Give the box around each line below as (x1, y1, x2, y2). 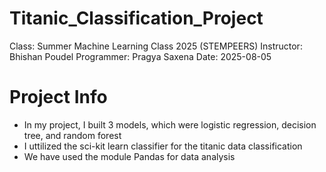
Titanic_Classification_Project (9, 7, 264, 30)
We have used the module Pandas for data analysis (23, 150, 236, 162)
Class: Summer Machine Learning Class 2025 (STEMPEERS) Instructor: (9, 40, 303, 52)
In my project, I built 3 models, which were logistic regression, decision (23, 118, 317, 131)
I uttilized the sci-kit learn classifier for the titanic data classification (23, 140, 303, 152)
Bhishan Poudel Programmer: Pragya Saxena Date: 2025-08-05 (9, 50, 272, 62)
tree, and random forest (23, 129, 122, 141)
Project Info (9, 86, 108, 109)
